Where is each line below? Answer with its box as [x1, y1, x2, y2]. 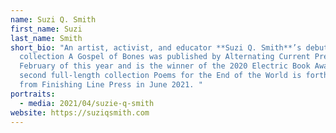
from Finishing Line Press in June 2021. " [19, 80, 203, 90]
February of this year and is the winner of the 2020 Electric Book [19, 61, 311, 71]
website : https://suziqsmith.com [10, 107, 150, 118]
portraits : [10, 89, 56, 99]
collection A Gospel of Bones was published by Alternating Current [19, 52, 311, 62]
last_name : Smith [10, 33, 83, 43]
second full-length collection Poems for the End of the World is [19, 71, 302, 81]
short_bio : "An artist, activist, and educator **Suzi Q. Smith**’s [10, 42, 302, 53]
